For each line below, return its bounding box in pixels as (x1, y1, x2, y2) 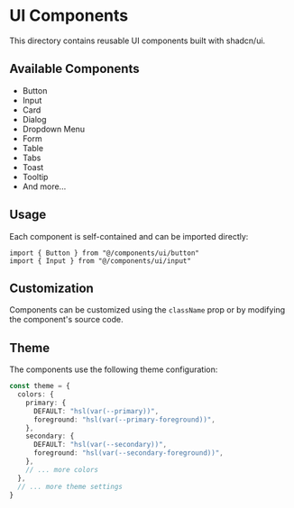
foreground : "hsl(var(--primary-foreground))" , (32, 415, 216, 424)
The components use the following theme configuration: (9, 364, 218, 375)
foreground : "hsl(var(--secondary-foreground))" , (32, 449, 224, 458)
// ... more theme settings (17, 482, 124, 491)
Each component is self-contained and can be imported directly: (9, 231, 249, 241)
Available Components (9, 61, 140, 77)
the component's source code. (9, 314, 124, 325)
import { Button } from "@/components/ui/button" (9, 249, 200, 258)
